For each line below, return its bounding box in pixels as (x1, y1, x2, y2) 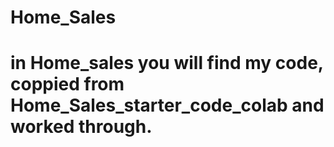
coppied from (10, 73, 125, 96)
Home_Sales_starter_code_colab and (10, 94, 325, 117)
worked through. (10, 116, 153, 138)
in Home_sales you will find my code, (10, 52, 324, 75)
